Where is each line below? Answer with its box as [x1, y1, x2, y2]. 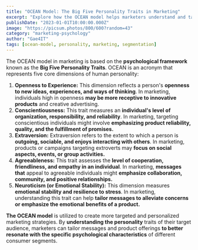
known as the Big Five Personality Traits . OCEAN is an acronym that [6, 64, 173, 71]
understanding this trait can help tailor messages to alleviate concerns [14, 194, 189, 201]
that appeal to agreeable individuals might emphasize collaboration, [14, 169, 183, 176]
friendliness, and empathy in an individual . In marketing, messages [14, 163, 181, 170]
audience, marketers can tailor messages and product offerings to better [6, 225, 184, 232]
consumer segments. [6, 237, 58, 244]
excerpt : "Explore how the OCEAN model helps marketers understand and [6, 14, 186, 20]
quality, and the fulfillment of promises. [14, 125, 114, 133]
